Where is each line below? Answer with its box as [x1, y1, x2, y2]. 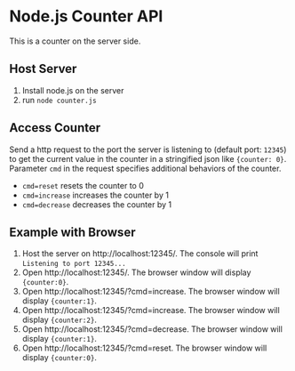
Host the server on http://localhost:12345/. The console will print [21, 248, 259, 259]
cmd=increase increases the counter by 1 [21, 190, 169, 200]
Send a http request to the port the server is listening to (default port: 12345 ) [9, 144, 287, 155]
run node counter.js [21, 94, 97, 105]
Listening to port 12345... [21, 260, 126, 269]
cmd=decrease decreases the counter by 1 [21, 198, 171, 210]
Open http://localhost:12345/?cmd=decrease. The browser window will [21, 324, 283, 335]
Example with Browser [9, 224, 136, 239]
